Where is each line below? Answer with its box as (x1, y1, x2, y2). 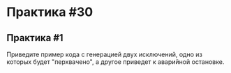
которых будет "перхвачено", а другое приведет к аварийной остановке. (6, 58, 225, 66)
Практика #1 (6, 32, 64, 44)
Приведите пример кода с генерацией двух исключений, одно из (6, 50, 203, 58)
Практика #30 (6, 4, 94, 20)
